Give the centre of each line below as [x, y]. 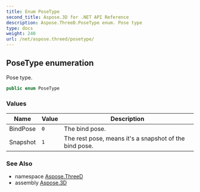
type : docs [20, 28]
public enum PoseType [33, 88]
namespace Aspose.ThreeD [49, 177]
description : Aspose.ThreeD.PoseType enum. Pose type [74, 23]
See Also [19, 164]
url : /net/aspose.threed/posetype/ [50, 39]
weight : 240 [21, 34]
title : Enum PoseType [33, 12]
